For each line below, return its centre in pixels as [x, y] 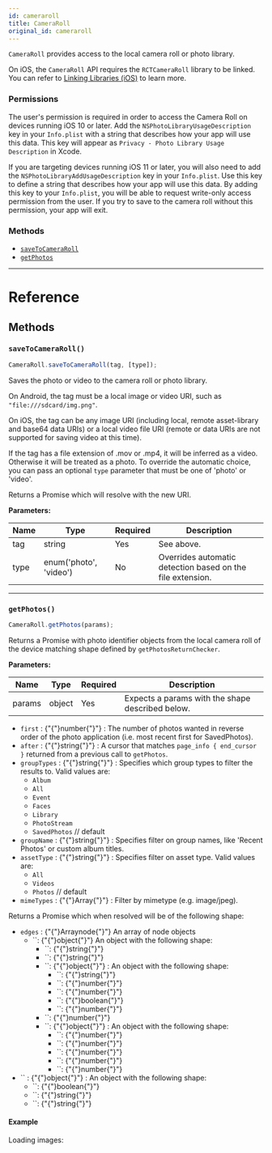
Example [23, 1122]
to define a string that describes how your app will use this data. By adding [133, 184]
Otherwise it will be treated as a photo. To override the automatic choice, [130, 461]
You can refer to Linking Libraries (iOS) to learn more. [98, 78]
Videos [43, 884]
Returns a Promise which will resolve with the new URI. [100, 494]
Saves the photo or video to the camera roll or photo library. [108, 380]
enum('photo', [70, 562]
